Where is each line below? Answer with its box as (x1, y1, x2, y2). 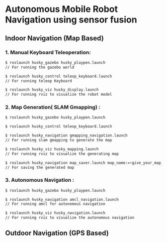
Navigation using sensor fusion (5, 14, 138, 25)
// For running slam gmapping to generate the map (5, 138, 112, 143)
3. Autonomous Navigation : (5, 177, 75, 184)
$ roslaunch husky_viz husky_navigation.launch (5, 211, 106, 216)
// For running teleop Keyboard (5, 78, 72, 83)
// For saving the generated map (5, 165, 75, 170)
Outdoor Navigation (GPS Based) (5, 229, 109, 238)
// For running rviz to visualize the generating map (5, 151, 119, 156)
